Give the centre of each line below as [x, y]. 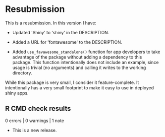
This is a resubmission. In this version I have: [51, 23]
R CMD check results [38, 108]
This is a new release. [34, 130]
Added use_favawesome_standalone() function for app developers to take [86, 52]
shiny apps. [17, 93]
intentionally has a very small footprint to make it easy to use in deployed [80, 87]
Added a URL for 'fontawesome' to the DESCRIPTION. [67, 42]
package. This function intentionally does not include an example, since [85, 62]
